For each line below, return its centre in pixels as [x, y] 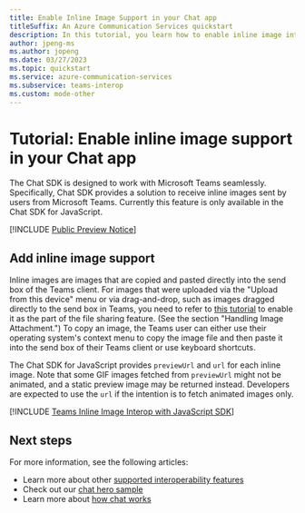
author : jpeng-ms [42, 43]
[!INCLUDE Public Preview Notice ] [73, 230]
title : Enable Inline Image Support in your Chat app [113, 18]
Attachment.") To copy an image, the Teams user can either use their [138, 329]
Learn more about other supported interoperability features [133, 480]
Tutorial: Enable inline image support [151, 138]
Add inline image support [82, 258]
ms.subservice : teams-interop [67, 85]
